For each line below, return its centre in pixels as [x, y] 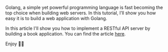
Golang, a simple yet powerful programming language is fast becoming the [84, 7]
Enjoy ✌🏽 [15, 44]
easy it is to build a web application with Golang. [56, 18]
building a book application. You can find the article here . [66, 34]
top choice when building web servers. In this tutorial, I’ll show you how [81, 13]
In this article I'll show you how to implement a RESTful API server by [78, 28]
